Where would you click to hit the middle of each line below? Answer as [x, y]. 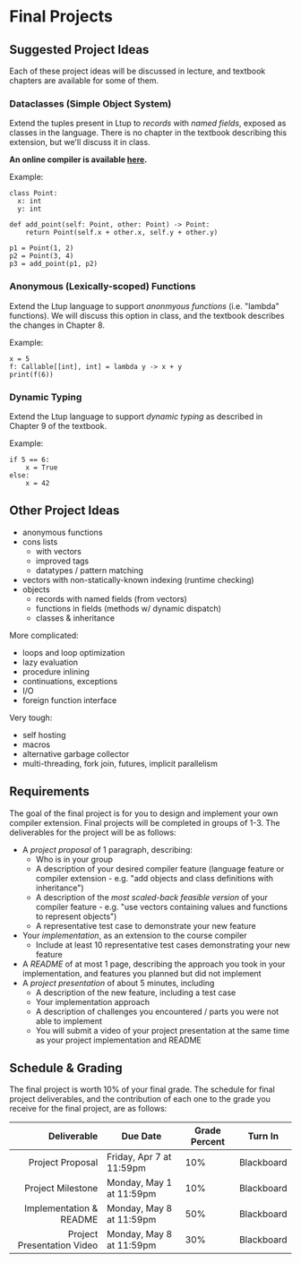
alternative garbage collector [76, 753]
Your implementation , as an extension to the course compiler [134, 935]
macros [36, 744]
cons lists [40, 541]
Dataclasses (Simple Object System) [90, 103]
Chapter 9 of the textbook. [58, 425]
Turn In [263, 1137]
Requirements [49, 791]
